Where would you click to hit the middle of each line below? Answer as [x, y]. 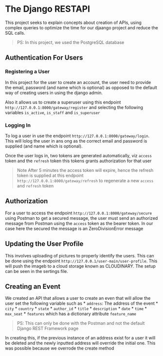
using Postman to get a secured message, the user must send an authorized [81, 218]
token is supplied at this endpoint [50, 175]
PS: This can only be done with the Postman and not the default [81, 323]
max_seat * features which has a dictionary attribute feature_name [71, 314]
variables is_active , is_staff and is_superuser [53, 112]
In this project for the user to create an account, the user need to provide [78, 82]
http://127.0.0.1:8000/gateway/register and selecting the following [74, 107]
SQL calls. [15, 33]
